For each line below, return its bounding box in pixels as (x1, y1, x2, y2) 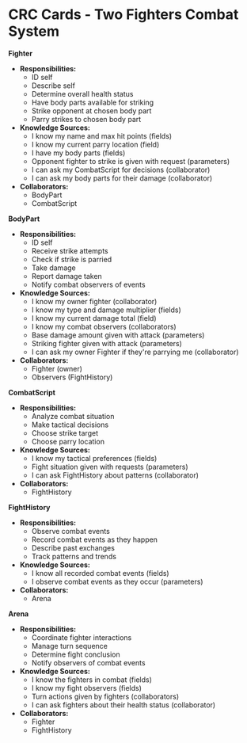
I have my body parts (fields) (31, 148, 126, 158)
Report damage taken (31, 271, 103, 280)
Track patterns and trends (31, 551, 117, 561)
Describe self (31, 81, 75, 90)
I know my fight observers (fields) (31, 683, 142, 692)
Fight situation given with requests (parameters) (31, 462, 188, 471)
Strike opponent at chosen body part (31, 105, 152, 116)
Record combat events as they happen (31, 535, 158, 544)
